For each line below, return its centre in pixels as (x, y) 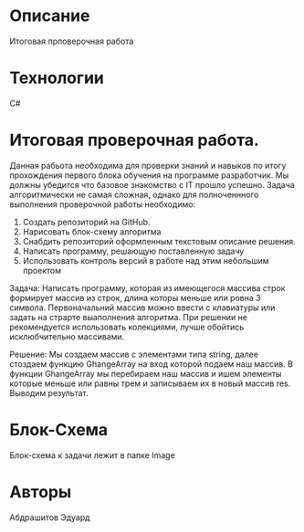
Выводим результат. (49, 392)
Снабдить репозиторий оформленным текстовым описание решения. (159, 241)
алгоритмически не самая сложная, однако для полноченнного (134, 194)
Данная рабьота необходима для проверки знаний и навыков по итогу (148, 165)
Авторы (41, 491)
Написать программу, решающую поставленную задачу (133, 251)
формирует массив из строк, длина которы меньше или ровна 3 (136, 297)
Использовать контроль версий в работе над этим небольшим (146, 260)
